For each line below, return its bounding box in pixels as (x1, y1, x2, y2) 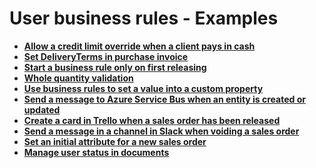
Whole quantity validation (23, 72, 134, 84)
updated (23, 103, 61, 116)
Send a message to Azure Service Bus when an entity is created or (23, 93, 306, 105)
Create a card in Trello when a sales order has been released (23, 114, 281, 126)
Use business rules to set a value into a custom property (23, 82, 264, 94)
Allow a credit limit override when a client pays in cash (23, 40, 256, 52)
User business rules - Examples (9, 7, 279, 30)
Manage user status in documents (23, 146, 170, 158)
